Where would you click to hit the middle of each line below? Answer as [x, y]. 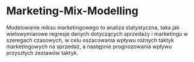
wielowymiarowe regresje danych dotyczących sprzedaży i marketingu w [97, 33]
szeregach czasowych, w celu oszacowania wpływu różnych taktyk [90, 40]
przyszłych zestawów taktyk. [42, 52]
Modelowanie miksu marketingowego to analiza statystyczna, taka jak [93, 27]
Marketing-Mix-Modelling [72, 11]
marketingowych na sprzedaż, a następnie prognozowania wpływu [89, 46]
